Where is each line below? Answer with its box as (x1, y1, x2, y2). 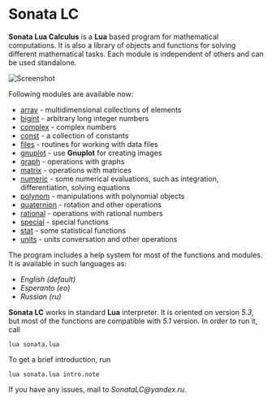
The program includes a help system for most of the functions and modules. (8, 249, 263, 260)
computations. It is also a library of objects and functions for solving (8, 40, 236, 50)
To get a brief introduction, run (8, 354, 111, 364)
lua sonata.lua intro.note (8, 370, 100, 378)
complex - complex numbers (19, 122, 117, 132)
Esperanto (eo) (19, 283, 71, 292)
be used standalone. (8, 58, 77, 67)
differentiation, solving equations (19, 182, 131, 192)
